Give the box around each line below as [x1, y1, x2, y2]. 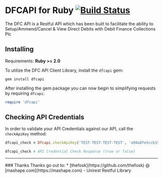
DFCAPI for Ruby [5, 5, 74, 16]
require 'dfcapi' [5, 100, 40, 104]
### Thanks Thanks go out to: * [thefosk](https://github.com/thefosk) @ [5, 163, 150, 168]
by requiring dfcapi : [5, 90, 45, 96]
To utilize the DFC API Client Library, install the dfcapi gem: [5, 67, 124, 73]
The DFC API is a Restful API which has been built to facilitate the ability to [5, 21, 154, 27]
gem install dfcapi [5, 76, 45, 82]
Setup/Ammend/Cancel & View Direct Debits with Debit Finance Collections [5, 26, 156, 31]
